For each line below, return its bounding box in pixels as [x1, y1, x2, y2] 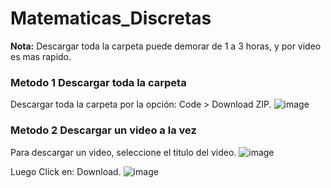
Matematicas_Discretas [10, 7, 212, 30]
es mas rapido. [10, 50, 72, 62]
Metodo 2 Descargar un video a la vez [10, 123, 197, 137]
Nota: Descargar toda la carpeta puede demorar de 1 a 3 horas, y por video [10, 40, 322, 52]
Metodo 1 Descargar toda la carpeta [10, 75, 187, 89]
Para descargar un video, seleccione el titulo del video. [10, 146, 237, 158]
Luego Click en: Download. [10, 165, 122, 177]
